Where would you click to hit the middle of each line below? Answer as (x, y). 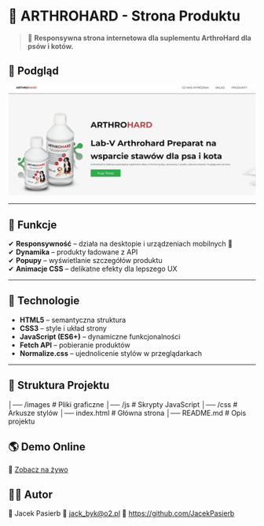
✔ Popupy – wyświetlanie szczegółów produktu (85, 261)
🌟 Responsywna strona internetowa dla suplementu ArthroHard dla (139, 38)
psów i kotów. (50, 46)
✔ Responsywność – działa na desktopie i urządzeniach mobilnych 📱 (121, 244)
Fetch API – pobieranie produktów (75, 345)
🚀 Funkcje (33, 225)
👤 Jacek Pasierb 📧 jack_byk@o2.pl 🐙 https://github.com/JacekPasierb (121, 513)
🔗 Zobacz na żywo (38, 470)
